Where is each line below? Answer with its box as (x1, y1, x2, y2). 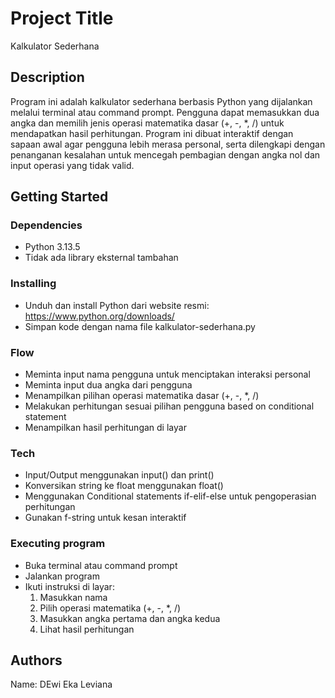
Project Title (10, 7, 114, 30)
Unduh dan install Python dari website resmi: (24, 299, 210, 311)
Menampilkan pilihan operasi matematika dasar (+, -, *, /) (24, 390, 260, 402)
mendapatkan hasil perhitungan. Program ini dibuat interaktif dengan (10, 127, 294, 139)
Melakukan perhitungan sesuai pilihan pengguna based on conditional (24, 400, 315, 412)
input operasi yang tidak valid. (10, 159, 135, 171)
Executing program (10, 537, 106, 551)
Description (10, 69, 85, 86)
